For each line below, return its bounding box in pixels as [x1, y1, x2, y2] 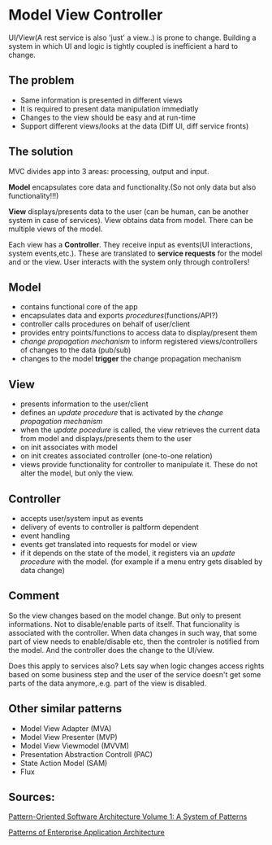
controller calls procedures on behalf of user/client [19, 319, 191, 329]
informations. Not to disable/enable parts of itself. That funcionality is [8, 619, 240, 628]
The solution [8, 145, 74, 159]
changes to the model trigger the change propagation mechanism [19, 354, 242, 364]
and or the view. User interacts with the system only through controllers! [8, 256, 250, 266]
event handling [19, 531, 71, 541]
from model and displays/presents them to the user [19, 434, 192, 444]
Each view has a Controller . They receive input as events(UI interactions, [8, 239, 253, 249]
